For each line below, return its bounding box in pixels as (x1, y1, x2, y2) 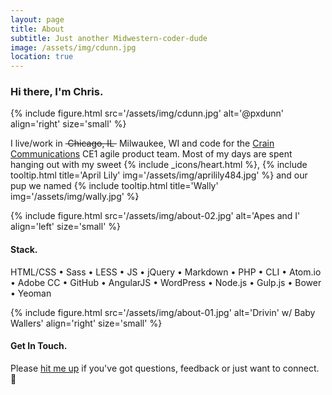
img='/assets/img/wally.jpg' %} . (10, 191, 140, 203)
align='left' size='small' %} (10, 221, 122, 233)
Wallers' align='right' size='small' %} (10, 317, 163, 329)
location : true (10, 52, 74, 62)
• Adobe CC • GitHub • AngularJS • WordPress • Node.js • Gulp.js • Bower (10, 276, 322, 288)
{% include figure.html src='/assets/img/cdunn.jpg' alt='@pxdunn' (10, 107, 284, 120)
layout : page (10, 14, 65, 25)
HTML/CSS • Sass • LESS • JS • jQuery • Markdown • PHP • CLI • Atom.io (10, 266, 322, 278)
